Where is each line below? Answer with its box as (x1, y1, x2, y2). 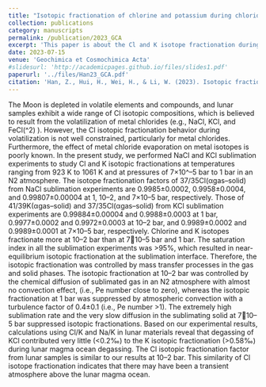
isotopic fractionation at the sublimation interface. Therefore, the (46, 251, 257, 261)
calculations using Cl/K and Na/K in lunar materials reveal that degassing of (8, 327, 254, 337)
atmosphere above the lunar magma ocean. (8, 370, 150, 379)
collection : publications (8, 19, 93, 27)
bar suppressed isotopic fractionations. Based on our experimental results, (14, 319, 258, 328)
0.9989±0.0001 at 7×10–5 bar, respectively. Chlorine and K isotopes (8, 226, 230, 236)
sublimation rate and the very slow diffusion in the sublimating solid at (8, 310, 236, 320)
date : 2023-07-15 (8, 48, 66, 56)
